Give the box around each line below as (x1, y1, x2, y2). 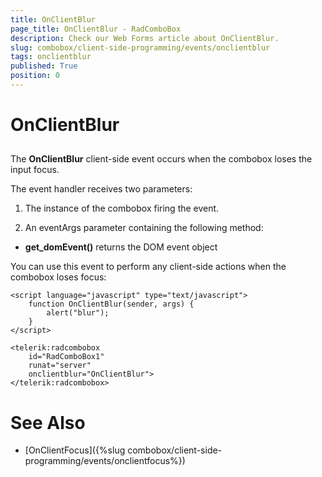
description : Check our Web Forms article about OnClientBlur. (10, 33, 280, 43)
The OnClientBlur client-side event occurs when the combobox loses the (10, 153, 313, 165)
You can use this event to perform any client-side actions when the (10, 261, 287, 273)
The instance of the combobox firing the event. (24, 202, 220, 215)
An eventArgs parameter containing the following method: (24, 222, 264, 234)
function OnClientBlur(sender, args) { (28, 299, 195, 310)
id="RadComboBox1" (28, 352, 105, 362)
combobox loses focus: (10, 271, 107, 283)
